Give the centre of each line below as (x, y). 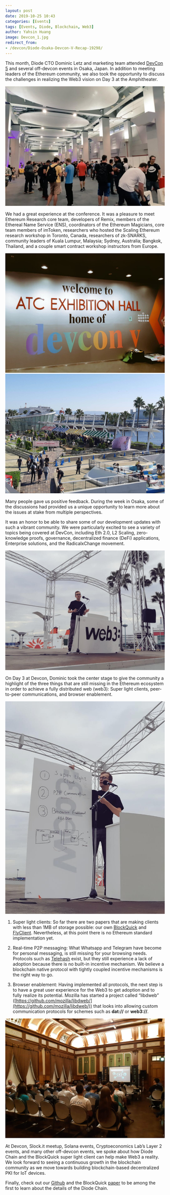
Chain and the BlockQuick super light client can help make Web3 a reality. (82, 1157)
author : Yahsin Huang (28, 32)
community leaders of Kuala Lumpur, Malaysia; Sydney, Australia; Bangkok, (84, 241)
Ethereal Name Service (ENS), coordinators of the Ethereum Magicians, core (85, 225)
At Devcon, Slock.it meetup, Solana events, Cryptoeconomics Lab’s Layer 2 (84, 1146)
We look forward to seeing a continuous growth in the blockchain (73, 1162)
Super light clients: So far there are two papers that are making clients (86, 922)
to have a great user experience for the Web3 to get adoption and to (84, 990)
